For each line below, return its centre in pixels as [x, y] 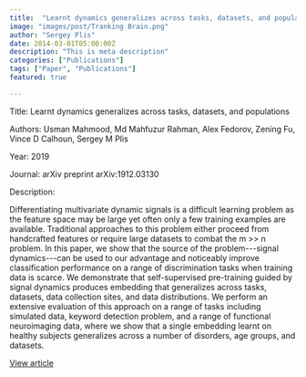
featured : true [38, 78]
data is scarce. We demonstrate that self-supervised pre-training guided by [151, 277]
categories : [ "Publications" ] [67, 60]
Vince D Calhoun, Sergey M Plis [69, 139]
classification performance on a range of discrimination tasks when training [151, 267]
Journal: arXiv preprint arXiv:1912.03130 [84, 173]
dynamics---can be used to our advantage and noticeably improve [134, 257]
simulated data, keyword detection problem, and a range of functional [140, 316]
